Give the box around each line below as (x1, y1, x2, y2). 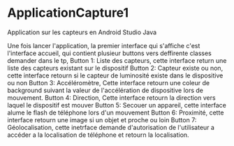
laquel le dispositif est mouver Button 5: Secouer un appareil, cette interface (7, 101, 227, 109)
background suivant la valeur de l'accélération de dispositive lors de (7, 86, 204, 94)
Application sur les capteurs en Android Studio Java (7, 28, 157, 36)
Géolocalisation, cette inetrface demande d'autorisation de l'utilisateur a (7, 123, 215, 131)
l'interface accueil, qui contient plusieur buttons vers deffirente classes (7, 49, 212, 57)
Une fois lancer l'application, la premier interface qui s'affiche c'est (7, 41, 200, 50)
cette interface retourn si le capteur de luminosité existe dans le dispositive (7, 71, 224, 80)
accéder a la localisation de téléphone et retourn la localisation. (7, 131, 190, 139)
